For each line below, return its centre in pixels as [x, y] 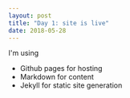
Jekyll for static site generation [71, 85]
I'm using [24, 53]
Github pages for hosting [61, 69]
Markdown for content [57, 77]
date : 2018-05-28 [37, 30]
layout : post [30, 16]
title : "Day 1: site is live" [59, 23]
